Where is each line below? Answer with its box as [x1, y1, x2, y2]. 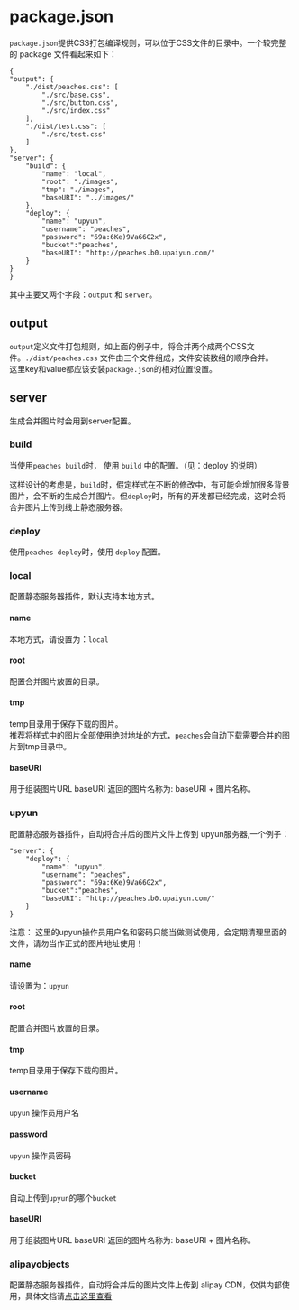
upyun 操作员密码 [9, 1149, 72, 1161]
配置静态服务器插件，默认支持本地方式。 [9, 591, 159, 602]
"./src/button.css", [41, 98, 119, 107]
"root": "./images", [41, 177, 119, 186]
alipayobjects [9, 1258, 70, 1270]
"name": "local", [41, 169, 106, 178]
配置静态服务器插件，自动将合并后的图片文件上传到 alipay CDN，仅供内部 [9, 1279, 282, 1290]
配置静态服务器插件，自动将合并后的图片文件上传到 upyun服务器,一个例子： [9, 828, 290, 839]
